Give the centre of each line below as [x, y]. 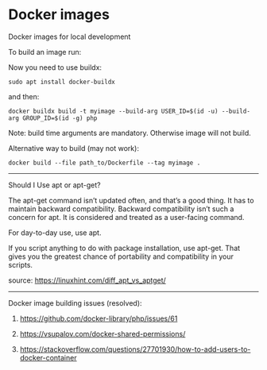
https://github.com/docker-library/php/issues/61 [99, 318]
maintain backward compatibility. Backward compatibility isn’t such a [121, 209]
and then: [24, 96]
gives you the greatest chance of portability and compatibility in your [121, 256]
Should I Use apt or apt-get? [54, 185]
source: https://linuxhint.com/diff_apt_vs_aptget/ [87, 280]
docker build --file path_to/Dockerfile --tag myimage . [104, 163]
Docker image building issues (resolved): [75, 303]
